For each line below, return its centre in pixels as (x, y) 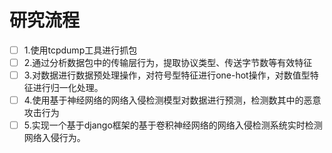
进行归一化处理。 (68, 88)
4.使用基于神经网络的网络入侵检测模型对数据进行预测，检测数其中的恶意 (172, 100)
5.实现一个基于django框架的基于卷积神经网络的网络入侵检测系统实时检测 (173, 125)
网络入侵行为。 (54, 138)
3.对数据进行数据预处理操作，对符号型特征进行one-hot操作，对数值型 (167, 75)
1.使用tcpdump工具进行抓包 (80, 50)
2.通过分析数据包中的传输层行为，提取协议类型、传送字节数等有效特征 (168, 62)
